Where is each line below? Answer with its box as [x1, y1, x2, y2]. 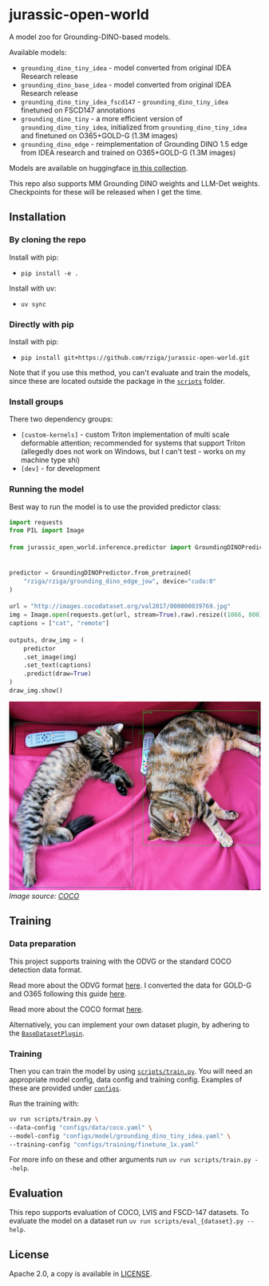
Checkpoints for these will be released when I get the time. [9, 187, 203, 196]
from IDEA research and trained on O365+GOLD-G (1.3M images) [20, 148, 236, 157]
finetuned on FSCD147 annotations [20, 105, 136, 115]
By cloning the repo [9, 234, 86, 245]
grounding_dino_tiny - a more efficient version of [20, 113, 183, 123]
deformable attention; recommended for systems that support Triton [20, 438, 246, 448]
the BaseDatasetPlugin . [9, 1028, 85, 1038]
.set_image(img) [23, 653, 78, 661]
